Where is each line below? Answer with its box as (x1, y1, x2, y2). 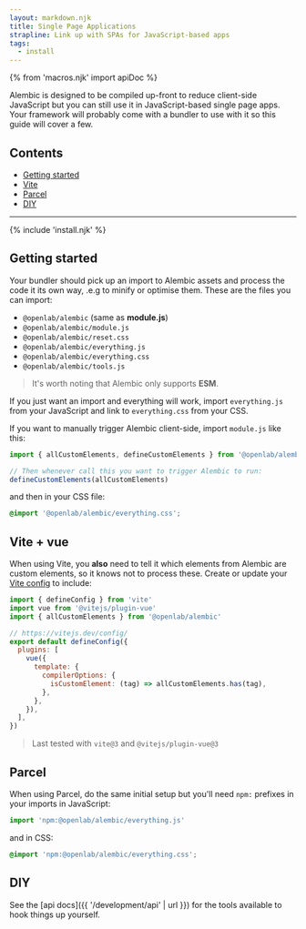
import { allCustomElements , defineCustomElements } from (9, 449, 234, 459)
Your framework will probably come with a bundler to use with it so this (9, 109, 276, 120)
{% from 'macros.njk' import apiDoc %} (9, 72, 158, 83)
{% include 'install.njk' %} (9, 224, 107, 235)
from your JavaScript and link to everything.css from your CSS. (9, 405, 249, 416)
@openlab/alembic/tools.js (22, 361, 126, 371)
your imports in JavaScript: (9, 798, 111, 809)
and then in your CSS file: (9, 491, 106, 502)
